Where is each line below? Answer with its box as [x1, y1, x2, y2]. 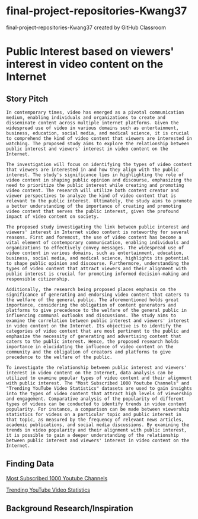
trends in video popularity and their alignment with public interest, [6, 427, 187, 433]
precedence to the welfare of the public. [6, 354, 113, 360]
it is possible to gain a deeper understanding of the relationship [6, 432, 179, 438]
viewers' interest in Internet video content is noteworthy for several [6, 229, 190, 235]
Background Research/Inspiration [6, 504, 133, 514]
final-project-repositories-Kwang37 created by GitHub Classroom [6, 24, 166, 31]
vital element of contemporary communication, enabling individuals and [6, 239, 190, 245]
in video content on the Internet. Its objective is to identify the [6, 323, 182, 329]
